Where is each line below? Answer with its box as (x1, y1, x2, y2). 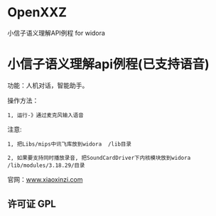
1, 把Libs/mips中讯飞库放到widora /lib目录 (7, 140, 131, 148)
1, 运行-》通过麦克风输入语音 (7, 112, 84, 119)
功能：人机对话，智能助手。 (7, 81, 89, 90)
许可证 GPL (7, 198, 57, 210)
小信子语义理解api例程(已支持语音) (7, 56, 210, 72)
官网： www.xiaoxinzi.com (7, 175, 83, 183)
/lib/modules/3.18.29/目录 (7, 161, 85, 169)
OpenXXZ (7, 4, 67, 21)
